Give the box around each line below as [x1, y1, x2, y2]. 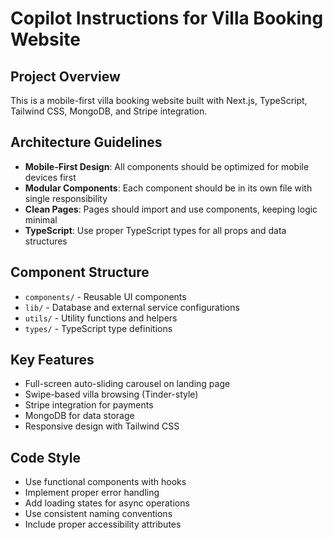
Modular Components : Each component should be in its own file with [24, 182, 313, 194]
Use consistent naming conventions [24, 508, 173, 520]
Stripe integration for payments [24, 399, 154, 411]
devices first [24, 171, 77, 183]
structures [24, 235, 68, 247]
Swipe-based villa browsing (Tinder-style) [24, 388, 199, 401]
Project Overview [10, 68, 121, 85]
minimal [24, 213, 58, 226]
